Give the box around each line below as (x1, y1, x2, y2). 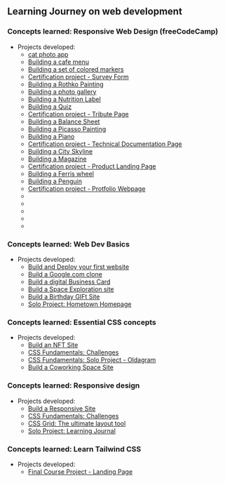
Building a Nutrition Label (27, 95, 102, 103)
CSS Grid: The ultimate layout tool (27, 419, 126, 428)
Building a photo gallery (27, 87, 97, 95)
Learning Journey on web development (7, 6, 182, 18)
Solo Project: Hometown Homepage (27, 300, 132, 308)
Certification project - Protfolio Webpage (27, 184, 146, 192)
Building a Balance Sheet (27, 117, 100, 126)
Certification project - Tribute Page (27, 110, 130, 118)
